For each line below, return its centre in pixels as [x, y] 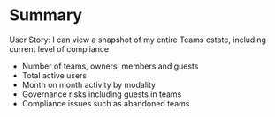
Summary [46, 15]
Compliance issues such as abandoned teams [106, 103]
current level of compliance [59, 48]
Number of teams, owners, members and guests [110, 66]
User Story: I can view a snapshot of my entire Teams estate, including [138, 40]
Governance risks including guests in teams [102, 94]
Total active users [54, 75]
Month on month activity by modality [89, 84]
